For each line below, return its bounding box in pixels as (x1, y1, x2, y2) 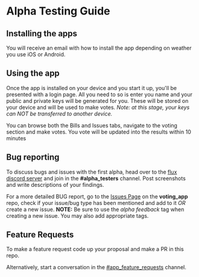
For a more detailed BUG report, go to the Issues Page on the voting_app (6, 192, 188, 200)
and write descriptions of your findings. (6, 181, 104, 188)
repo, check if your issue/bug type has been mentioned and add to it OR (6, 199, 186, 206)
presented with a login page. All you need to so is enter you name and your (6, 91, 193, 98)
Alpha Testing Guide (6, 4, 110, 18)
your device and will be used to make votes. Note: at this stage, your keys (6, 103, 190, 111)
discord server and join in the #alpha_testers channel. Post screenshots (6, 174, 186, 182)
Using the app (6, 68, 60, 79)
